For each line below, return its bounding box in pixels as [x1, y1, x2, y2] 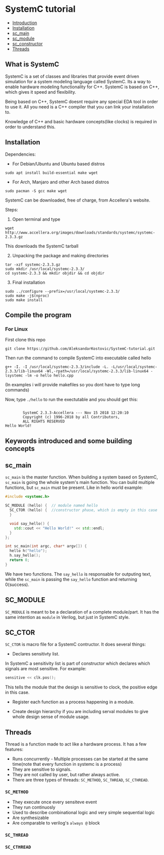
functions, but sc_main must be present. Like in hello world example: [5, 484, 143, 491]
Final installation [12, 279, 45, 285]
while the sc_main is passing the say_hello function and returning [5, 576, 137, 582]
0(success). [5, 581, 30, 587]
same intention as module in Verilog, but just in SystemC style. [5, 614, 130, 620]
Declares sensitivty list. [12, 651, 60, 657]
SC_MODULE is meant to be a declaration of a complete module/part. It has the [5, 609, 159, 615]
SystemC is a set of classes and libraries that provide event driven [5, 73, 139, 79]
